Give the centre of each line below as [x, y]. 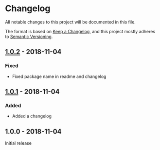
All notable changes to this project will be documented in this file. [71, 22]
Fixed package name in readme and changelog [59, 76]
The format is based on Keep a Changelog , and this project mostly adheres [80, 31]
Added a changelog [32, 116]
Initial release [18, 143]
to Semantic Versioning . [29, 37]
